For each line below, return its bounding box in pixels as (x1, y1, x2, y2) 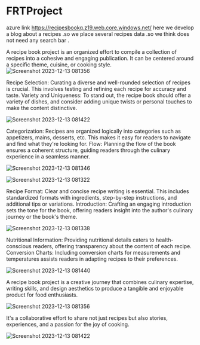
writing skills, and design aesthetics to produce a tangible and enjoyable (6, 285, 184, 292)
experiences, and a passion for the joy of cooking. (6, 320, 130, 328)
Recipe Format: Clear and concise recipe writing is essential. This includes (6, 187, 189, 195)
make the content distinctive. (6, 104, 78, 111)
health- (155, 236, 174, 243)
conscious (6, 242, 32, 249)
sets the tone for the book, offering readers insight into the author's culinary (6, 206, 193, 213)
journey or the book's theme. (6, 213, 78, 220)
